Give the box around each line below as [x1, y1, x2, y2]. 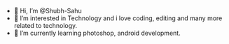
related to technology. [13, 22, 78, 29]
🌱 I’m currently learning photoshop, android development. [13, 29, 181, 37]
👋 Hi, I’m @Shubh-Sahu [13, 7, 82, 15]
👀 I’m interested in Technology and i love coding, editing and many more [13, 14, 223, 22]
